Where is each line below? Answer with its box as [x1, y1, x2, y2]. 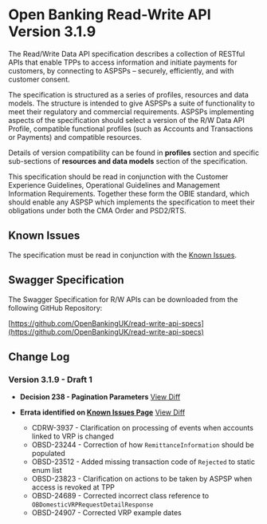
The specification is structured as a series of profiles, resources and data [8, 89, 249, 99]
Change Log [8, 350, 70, 363]
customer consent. [8, 74, 70, 84]
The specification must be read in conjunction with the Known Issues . [8, 250, 238, 260]
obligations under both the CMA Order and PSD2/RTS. [8, 205, 187, 215]
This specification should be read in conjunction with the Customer [8, 172, 229, 181]
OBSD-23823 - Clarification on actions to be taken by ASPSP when [31, 474, 253, 484]
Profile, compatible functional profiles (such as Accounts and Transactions [8, 124, 253, 133]
